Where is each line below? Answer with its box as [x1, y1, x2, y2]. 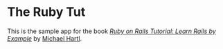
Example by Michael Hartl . [7, 34, 82, 42]
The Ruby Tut [7, 4, 86, 20]
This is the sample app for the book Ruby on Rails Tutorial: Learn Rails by [7, 27, 216, 35]
